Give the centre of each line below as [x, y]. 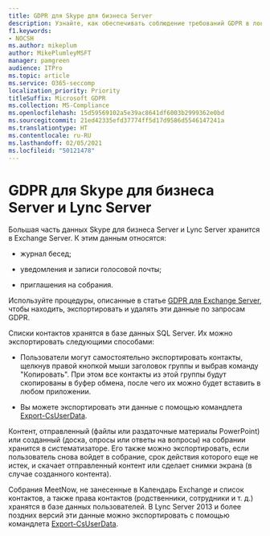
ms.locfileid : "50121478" [51, 150]
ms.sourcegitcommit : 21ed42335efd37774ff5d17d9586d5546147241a [117, 121]
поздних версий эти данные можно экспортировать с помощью [119, 515]
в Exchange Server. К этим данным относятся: [88, 238]
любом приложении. [55, 392]
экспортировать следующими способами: [82, 342]
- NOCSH [21, 38]
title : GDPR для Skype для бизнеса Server [80, 16]
